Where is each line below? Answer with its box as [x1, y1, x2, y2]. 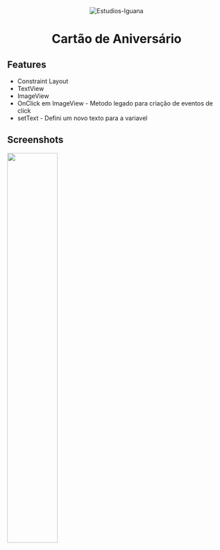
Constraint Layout [17, 77, 69, 85]
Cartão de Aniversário [51, 31, 182, 47]
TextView [17, 85, 44, 92]
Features [7, 58, 46, 70]
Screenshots [7, 134, 64, 146]
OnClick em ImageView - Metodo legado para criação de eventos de [17, 99, 213, 107]
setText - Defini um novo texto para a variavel [17, 114, 148, 122]
